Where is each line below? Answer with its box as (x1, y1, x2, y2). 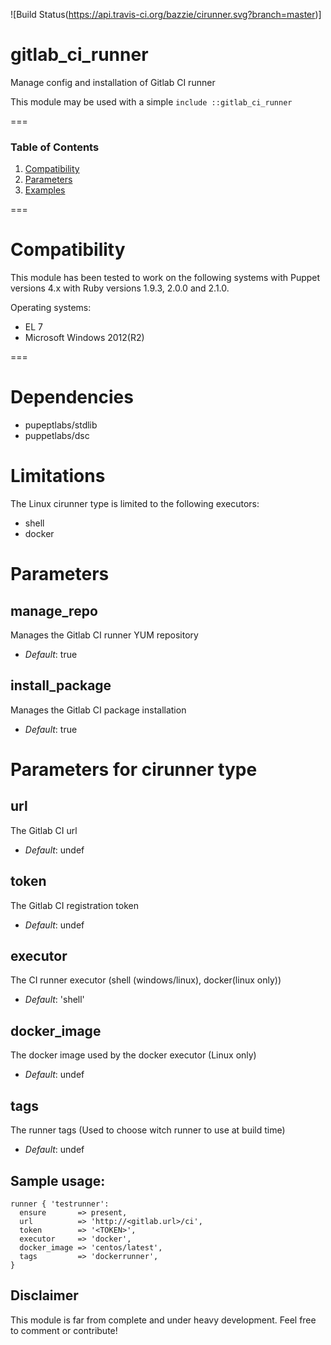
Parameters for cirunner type (10, 759, 258, 781)
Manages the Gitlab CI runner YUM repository (10, 629, 199, 641)
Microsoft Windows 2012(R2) (24, 332, 145, 344)
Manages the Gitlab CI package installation (10, 704, 187, 716)
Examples (24, 184, 66, 196)
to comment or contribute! (10, 1324, 118, 1336)
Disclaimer (10, 1287, 79, 1304)
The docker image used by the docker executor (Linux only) (10, 1049, 257, 1061)
